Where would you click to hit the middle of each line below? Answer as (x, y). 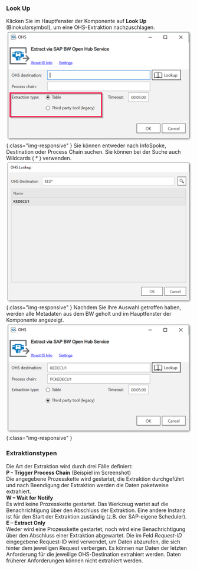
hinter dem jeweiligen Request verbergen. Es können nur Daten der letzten (97, 548)
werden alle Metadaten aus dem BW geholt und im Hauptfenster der (89, 313)
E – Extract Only (26, 523)
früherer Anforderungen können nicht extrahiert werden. (75, 561)
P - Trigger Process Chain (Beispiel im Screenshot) (69, 472)
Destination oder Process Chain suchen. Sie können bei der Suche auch (93, 151)
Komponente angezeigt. (35, 320)
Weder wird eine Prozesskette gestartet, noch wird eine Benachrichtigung (96, 529)
